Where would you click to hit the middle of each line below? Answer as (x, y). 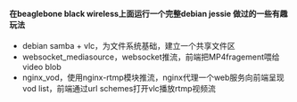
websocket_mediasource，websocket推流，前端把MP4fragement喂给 (151, 57)
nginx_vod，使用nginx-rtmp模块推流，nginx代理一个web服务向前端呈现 (153, 78)
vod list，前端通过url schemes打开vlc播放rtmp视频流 (119, 89)
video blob (42, 67)
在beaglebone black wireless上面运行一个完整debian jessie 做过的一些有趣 (148, 13)
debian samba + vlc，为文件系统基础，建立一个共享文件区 (129, 46)
